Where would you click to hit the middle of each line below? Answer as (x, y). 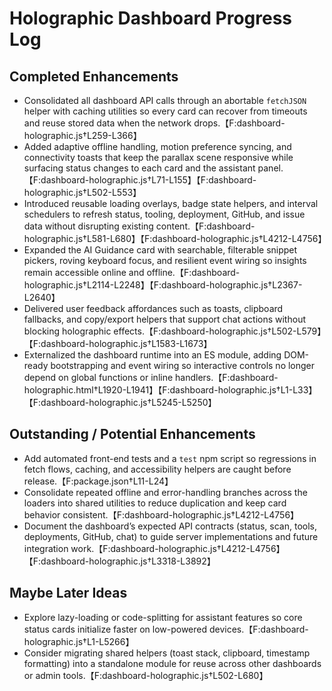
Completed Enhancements (94, 76)
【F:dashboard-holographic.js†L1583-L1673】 (118, 343)
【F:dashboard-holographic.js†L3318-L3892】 (119, 561)
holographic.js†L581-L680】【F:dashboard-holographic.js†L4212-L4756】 (175, 238)
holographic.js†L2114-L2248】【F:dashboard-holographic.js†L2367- (163, 285)
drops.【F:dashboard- (239, 123)
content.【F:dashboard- (205, 226)
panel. (270, 168)
